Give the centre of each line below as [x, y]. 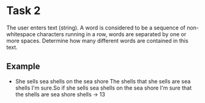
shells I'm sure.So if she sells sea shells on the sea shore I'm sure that [103, 88]
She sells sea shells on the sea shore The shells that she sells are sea [103, 81]
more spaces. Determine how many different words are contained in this [97, 40]
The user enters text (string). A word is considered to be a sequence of [96, 28]
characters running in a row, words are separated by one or [111, 34]
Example [23, 67]
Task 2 [24, 11]
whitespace [21, 34]
